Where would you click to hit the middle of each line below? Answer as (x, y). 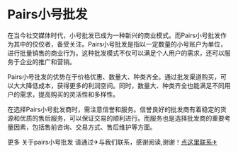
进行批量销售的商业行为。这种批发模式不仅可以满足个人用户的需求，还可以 (116, 53)
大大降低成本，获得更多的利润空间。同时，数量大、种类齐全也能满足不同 (119, 85)
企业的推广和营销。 (47, 61)
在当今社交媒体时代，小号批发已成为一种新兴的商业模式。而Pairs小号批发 (114, 35)
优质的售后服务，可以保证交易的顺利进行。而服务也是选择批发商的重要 (122, 118)
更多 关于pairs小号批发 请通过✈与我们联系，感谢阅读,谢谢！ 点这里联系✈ (112, 142)
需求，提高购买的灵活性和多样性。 (69, 94)
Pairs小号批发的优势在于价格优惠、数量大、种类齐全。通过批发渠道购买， (114, 76)
